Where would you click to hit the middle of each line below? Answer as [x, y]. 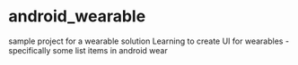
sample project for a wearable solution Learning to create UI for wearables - [149, 41]
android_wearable [77, 16]
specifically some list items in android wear [88, 50]
